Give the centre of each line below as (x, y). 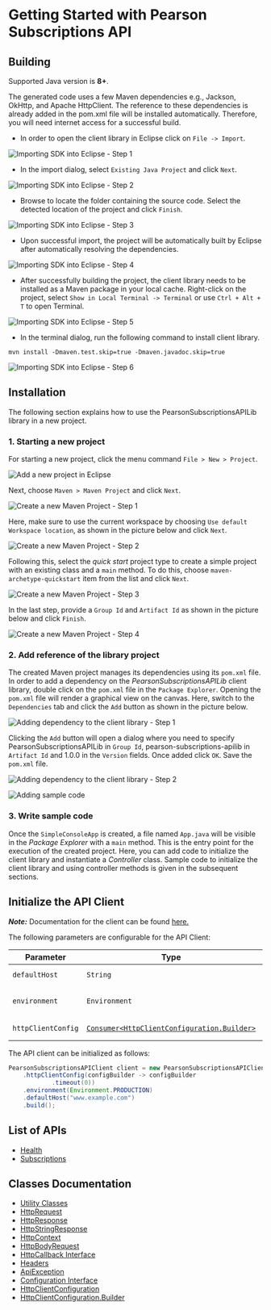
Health (31, 1150)
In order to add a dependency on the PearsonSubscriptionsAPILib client (128, 681)
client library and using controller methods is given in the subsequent (123, 868)
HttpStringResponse (54, 1229)
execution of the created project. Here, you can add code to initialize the (129, 851)
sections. (23, 877)
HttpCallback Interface (58, 1255)
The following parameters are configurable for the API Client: (110, 937)
